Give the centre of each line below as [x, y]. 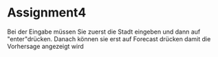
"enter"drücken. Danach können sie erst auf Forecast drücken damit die [109, 38]
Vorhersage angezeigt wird [45, 46]
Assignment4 [47, 13]
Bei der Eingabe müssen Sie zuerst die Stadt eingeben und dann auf [104, 32]
